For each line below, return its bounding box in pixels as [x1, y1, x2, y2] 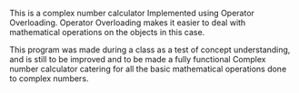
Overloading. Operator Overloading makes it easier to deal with [9, 17, 246, 28]
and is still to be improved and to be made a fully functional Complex [9, 54, 266, 64]
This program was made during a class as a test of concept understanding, [9, 44, 291, 55]
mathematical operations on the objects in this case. [9, 27, 205, 37]
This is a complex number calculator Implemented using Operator [9, 8, 254, 18]
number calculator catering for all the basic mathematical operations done [9, 63, 287, 74]
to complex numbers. [9, 73, 89, 84]
